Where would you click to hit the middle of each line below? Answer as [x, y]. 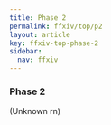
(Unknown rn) [35, 111]
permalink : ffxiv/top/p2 [56, 26]
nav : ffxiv [38, 60]
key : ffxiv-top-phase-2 [54, 43]
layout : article [40, 34]
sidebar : [26, 52]
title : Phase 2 [38, 18]
